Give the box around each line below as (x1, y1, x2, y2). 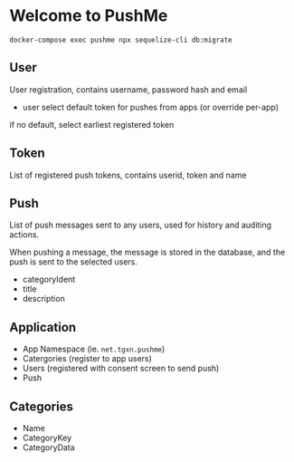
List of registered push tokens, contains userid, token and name (9, 169, 247, 180)
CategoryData (22, 442, 75, 453)
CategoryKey (22, 432, 72, 443)
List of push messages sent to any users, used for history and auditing (9, 219, 272, 231)
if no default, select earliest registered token (9, 119, 175, 130)
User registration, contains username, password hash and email (9, 83, 248, 95)
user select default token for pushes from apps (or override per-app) (22, 101, 279, 112)
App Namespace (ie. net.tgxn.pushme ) (22, 343, 166, 354)
